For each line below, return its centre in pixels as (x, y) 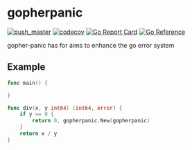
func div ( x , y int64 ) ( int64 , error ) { (65, 108)
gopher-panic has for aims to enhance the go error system (91, 45)
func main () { (28, 83)
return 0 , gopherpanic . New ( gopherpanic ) (91, 121)
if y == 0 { (37, 114)
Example (26, 67)
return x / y (38, 133)
